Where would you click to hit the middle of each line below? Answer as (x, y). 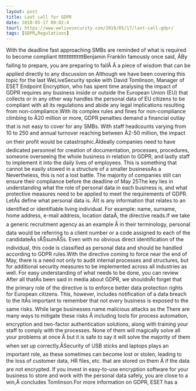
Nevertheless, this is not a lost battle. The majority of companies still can (94, 175)
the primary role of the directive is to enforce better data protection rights (94, 288)
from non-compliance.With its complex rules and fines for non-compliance (96, 112)
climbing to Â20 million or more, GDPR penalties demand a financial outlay (96, 118)
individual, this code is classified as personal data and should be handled (94, 248)
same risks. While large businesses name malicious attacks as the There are (98, 309)
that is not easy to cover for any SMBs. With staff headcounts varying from (96, 126)
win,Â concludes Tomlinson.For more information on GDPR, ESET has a (92, 382)
